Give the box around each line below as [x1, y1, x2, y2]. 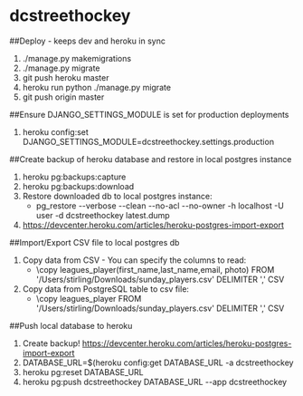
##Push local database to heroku [9, 320, 133, 331]
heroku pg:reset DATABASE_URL [22, 366, 145, 377]
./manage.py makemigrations [22, 53, 132, 63]
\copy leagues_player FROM [35, 293, 142, 304]
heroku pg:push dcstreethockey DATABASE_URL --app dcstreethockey [22, 376, 288, 387]
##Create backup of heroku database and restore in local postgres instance [9, 153, 292, 164]
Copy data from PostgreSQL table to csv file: [22, 283, 190, 295]
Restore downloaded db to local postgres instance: [22, 190, 213, 201]
